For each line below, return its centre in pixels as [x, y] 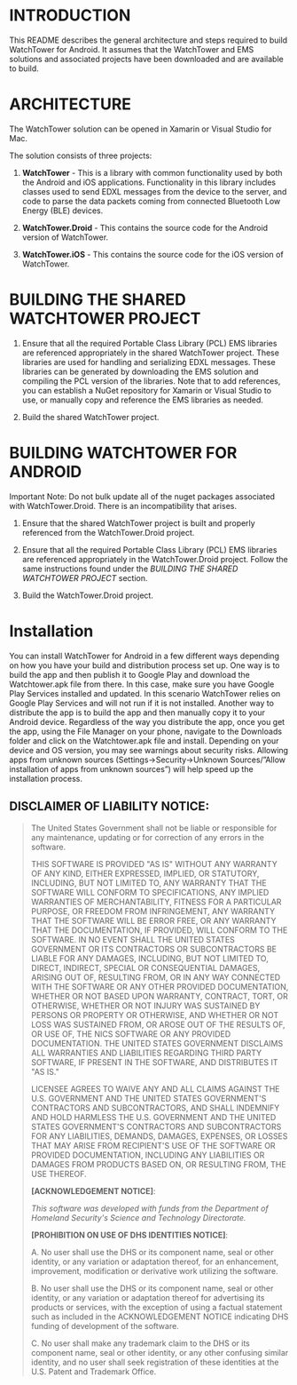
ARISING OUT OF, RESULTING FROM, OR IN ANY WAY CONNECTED [156, 977]
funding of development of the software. [105, 1325]
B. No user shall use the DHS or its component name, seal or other [152, 1288]
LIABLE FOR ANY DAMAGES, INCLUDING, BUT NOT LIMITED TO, [149, 958]
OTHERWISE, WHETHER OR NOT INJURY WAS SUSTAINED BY [145, 1006]
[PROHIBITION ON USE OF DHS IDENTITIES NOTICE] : [129, 1235]
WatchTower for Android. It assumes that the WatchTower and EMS [132, 49]
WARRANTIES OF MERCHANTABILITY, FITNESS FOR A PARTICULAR [156, 902]
